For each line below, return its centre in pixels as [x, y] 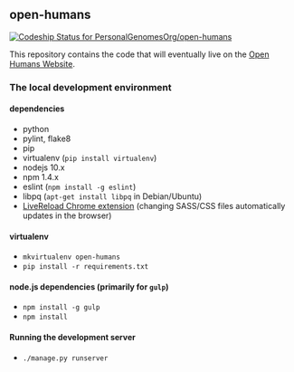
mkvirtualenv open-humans [71, 257]
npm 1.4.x [40, 176]
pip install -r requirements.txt [85, 267]
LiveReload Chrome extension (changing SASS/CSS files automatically [154, 205]
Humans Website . [42, 63]
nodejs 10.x [43, 167]
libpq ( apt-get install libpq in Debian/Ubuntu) [112, 196]
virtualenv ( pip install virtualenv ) [90, 157]
